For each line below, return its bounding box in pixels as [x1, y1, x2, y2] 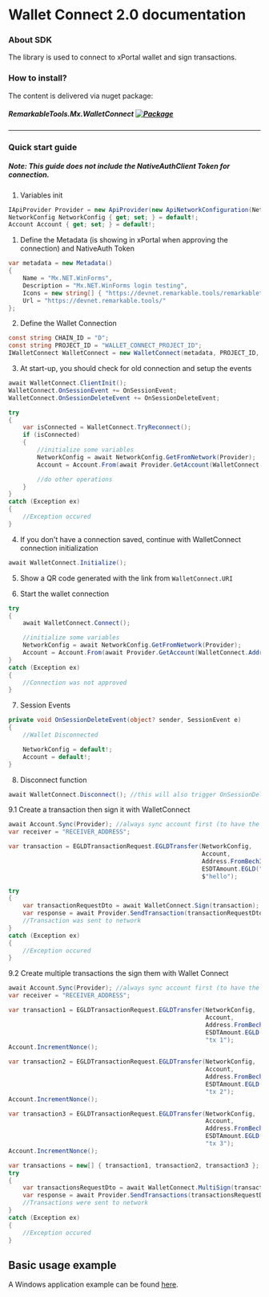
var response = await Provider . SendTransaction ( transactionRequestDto [22, 909, 263, 917]
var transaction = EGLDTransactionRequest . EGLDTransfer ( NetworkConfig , [8, 842, 252, 850]
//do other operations [37, 475, 113, 483]
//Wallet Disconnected [22, 731, 98, 740]
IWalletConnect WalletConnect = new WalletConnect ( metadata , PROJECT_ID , [8, 349, 260, 357]
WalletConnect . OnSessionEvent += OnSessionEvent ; [8, 386, 178, 394]
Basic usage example [8, 1258, 117, 1272]
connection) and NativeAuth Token [19, 243, 134, 254]
